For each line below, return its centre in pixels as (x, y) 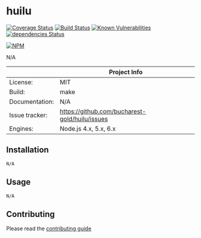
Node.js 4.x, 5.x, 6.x (88, 128)
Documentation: (32, 101)
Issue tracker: (28, 115)
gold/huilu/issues (84, 119)
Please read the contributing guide (49, 228)
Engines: (22, 128)
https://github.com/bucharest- (103, 111)
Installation (28, 150)
